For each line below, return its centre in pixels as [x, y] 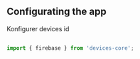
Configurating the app [57, 12]
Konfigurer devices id [38, 28]
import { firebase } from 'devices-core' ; [70, 48]
